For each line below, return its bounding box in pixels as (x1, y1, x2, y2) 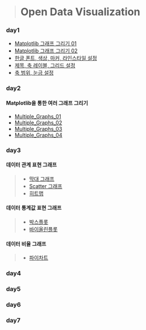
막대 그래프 (29, 175, 54, 182)
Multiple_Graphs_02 (14, 119, 62, 126)
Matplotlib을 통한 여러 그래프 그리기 (6, 99, 89, 106)
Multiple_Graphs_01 (14, 113, 61, 120)
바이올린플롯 (29, 225, 58, 232)
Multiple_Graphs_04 (14, 131, 62, 138)
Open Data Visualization (20, 5, 141, 19)
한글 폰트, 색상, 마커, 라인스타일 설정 (14, 55, 98, 62)
